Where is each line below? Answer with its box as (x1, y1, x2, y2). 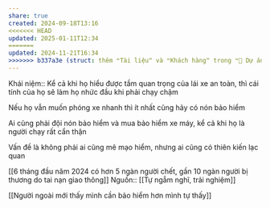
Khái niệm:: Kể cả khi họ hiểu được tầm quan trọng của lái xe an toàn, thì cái (8, 78, 260, 88)
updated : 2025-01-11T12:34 (8, 34, 99, 43)
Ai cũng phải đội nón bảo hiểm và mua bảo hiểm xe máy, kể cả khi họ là (8, 118, 245, 128)
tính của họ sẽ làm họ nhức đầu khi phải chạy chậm (8, 87, 178, 96)
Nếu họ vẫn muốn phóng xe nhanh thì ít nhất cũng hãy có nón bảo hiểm (8, 102, 245, 112)
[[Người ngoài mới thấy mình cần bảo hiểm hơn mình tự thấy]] (8, 190, 212, 200)
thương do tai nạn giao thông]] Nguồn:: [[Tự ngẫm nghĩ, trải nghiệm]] (8, 174, 236, 185)
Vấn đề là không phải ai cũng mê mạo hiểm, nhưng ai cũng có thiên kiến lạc (8, 142, 259, 152)
